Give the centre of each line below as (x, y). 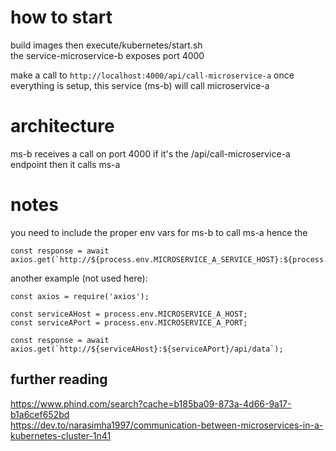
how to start (61, 17)
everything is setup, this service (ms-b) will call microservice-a (140, 85)
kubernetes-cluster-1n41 (61, 435)
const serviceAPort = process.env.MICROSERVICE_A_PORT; (129, 322)
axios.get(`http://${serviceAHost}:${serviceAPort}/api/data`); (147, 349)
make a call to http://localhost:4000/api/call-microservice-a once (152, 75)
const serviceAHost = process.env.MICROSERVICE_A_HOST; (129, 314)
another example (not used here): (79, 278)
